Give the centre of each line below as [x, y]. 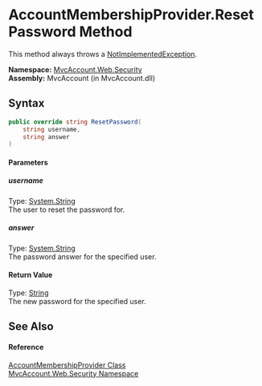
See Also [31, 327]
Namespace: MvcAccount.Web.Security [75, 69]
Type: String [29, 293]
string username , [52, 129]
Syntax [27, 103]
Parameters [28, 162]
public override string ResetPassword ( [75, 122]
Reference [26, 347]
